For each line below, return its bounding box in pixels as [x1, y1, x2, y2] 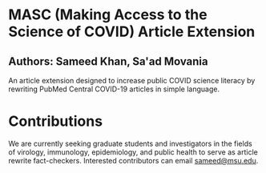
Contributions [8, 112, 103, 131]
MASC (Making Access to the [8, 6, 208, 24]
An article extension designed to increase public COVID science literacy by [8, 76, 256, 85]
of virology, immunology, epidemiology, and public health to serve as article [8, 147, 258, 157]
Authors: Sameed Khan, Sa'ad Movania [8, 54, 208, 68]
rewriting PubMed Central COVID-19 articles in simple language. [8, 84, 220, 94]
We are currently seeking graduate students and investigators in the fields [8, 139, 252, 148]
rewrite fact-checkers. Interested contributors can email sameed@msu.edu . [8, 155, 259, 165]
